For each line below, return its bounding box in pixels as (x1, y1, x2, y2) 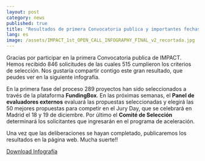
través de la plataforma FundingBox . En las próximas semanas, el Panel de (6, 92, 195, 99)
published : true (6, 20, 48, 26)
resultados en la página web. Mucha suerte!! (6, 136, 118, 143)
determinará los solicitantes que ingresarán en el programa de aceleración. (6, 118, 195, 125)
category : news (6, 15, 45, 21)
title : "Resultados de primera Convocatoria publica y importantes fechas (6, 26, 201, 32)
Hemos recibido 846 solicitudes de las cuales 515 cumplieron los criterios (6, 60, 192, 68)
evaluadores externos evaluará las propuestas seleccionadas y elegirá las (6, 98, 194, 106)
